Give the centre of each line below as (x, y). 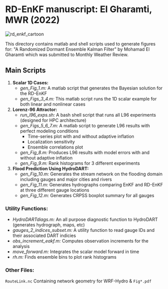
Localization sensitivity (51, 141)
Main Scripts (26, 70)
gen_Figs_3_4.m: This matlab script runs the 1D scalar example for (88, 99)
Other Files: (20, 270)
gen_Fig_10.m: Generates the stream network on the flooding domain (91, 174)
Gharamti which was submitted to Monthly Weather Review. (67, 55)
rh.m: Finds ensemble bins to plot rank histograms (64, 257)
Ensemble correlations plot (55, 147)
